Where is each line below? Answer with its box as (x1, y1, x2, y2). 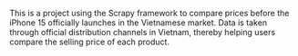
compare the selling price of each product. (9, 36, 170, 47)
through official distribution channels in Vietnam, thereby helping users (9, 27, 276, 37)
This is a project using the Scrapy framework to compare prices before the (9, 8, 290, 18)
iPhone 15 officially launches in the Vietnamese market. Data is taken (9, 17, 267, 28)
